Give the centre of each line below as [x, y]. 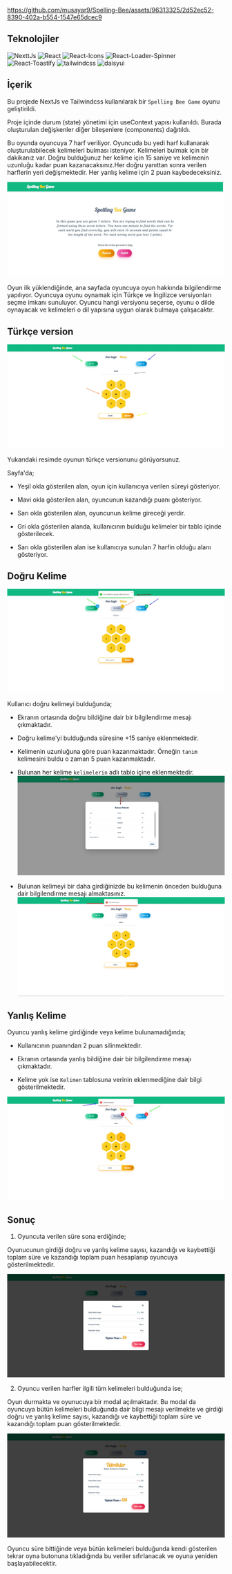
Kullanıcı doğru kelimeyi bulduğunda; [60, 703]
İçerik [20, 85]
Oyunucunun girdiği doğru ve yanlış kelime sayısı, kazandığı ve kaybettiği [111, 1250]
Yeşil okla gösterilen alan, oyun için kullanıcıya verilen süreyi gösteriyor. [119, 486]
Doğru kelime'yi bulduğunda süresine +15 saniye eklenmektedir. [108, 738]
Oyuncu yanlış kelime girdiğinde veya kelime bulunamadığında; [97, 1032]
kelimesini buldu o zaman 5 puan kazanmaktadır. [86, 759]
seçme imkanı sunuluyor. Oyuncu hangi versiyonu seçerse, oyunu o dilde [111, 303]
